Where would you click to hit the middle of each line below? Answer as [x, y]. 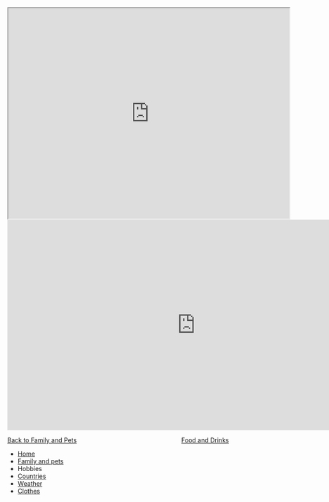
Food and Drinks [205, 440]
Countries [32, 476]
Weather [30, 483]
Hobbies [30, 469]
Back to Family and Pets [42, 440]
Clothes [29, 491]
